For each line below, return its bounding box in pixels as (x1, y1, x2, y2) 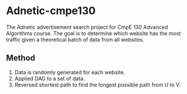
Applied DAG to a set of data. (14, 75, 85, 82)
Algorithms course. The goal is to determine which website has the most (6, 29, 181, 36)
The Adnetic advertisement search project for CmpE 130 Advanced (6, 23, 168, 31)
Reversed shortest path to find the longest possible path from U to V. (14, 81, 181, 88)
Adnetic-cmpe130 (6, 4, 96, 18)
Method (6, 53, 36, 63)
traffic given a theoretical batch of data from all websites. (6, 36, 145, 43)
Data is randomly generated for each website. (14, 69, 125, 76)
